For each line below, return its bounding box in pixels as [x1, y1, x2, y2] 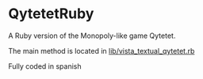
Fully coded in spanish [8, 61, 82, 71]
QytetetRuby [8, 5, 94, 23]
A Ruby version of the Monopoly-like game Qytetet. [8, 31, 176, 40]
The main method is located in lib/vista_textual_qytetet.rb [8, 46, 195, 55]
